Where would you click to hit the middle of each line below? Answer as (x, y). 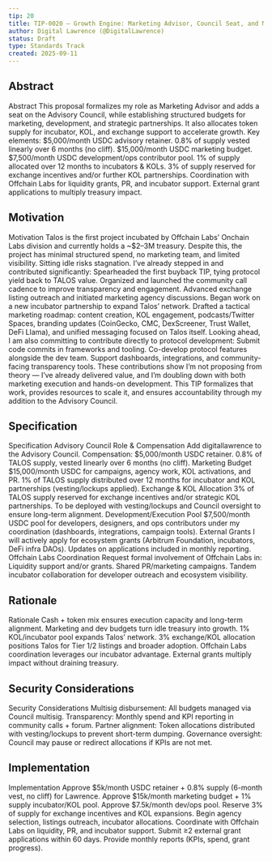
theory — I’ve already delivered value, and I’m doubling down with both (127, 375)
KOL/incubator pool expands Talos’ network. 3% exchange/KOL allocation (132, 637)
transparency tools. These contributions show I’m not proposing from (147, 366)
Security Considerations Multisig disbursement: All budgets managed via (130, 708)
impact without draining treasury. (64, 663)
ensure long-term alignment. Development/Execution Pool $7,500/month (130, 515)
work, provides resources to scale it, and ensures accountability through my (135, 392)
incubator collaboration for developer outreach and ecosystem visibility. (128, 575)
